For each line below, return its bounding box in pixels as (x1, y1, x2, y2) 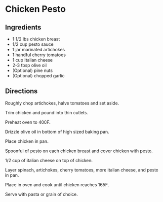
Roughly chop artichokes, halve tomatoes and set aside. (5, 100, 120, 106)
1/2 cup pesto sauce (12, 41, 54, 47)
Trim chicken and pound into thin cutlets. (5, 109, 88, 115)
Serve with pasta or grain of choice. (5, 191, 78, 197)
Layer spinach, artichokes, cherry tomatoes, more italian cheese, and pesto (5, 167, 159, 173)
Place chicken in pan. (5, 138, 49, 144)
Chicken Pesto (5, 3, 66, 15)
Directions (5, 87, 38, 96)
